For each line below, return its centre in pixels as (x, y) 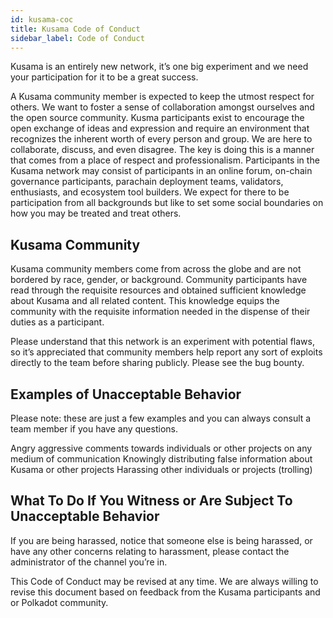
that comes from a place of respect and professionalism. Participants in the (165, 160)
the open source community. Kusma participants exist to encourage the (157, 118)
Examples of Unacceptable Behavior (126, 394)
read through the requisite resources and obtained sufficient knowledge (158, 290)
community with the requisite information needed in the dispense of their (160, 312)
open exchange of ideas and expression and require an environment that (160, 128)
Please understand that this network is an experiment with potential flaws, (162, 342)
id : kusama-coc (42, 19)
